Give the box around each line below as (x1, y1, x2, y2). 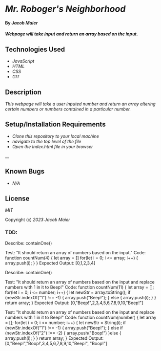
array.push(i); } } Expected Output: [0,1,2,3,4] (5, 260, 96, 266)
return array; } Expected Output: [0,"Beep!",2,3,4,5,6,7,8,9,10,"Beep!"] (5, 300, 143, 306)
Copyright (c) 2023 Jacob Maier (5, 217, 70, 223)
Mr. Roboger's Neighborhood (5, 3, 126, 15)
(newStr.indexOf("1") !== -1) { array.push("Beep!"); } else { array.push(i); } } (5, 294, 156, 300)
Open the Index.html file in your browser (12, 143, 93, 150)
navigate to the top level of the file (12, 138, 81, 144)
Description (5, 88, 41, 96)
